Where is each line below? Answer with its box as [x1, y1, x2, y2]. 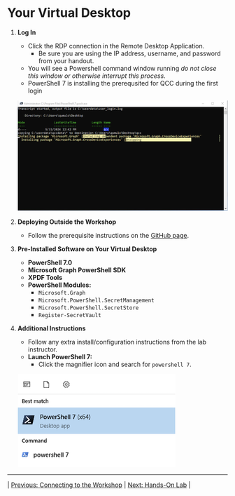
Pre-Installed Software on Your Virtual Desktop [17, 244, 157, 253]
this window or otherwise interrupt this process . [27, 72, 166, 80]
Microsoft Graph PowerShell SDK [27, 265, 127, 274]
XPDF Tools [27, 273, 63, 281]
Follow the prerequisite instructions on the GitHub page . [27, 231, 190, 239]
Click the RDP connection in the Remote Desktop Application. [27, 41, 205, 50]
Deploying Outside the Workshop [17, 217, 117, 226]
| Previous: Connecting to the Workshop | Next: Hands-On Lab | [7, 481, 191, 489]
